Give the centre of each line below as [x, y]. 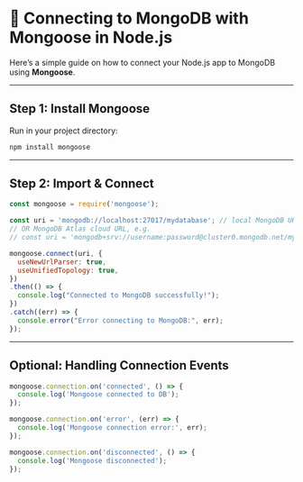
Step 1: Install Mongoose [80, 109]
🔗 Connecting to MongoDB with [129, 18]
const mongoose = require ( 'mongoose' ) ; [84, 205]
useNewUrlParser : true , [62, 262]
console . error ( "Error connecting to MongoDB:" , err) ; [120, 320]
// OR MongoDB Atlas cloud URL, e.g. [80, 229]
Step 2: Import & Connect [82, 184]
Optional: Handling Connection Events [119, 365]
